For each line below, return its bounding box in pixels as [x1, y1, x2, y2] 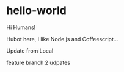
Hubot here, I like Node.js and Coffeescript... [6, 35, 119, 42]
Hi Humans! [6, 24, 36, 31]
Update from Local [6, 47, 54, 54]
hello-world [6, 4, 67, 18]
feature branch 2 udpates [6, 59, 71, 66]
